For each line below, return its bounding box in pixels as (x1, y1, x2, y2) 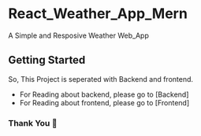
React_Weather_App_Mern (8, 5, 188, 23)
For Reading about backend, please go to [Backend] (19, 90, 189, 99)
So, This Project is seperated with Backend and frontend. (8, 74, 194, 83)
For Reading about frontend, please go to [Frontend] (19, 97, 190, 107)
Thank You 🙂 (8, 117, 58, 128)
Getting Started (8, 53, 86, 67)
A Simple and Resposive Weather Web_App (8, 31, 150, 40)
